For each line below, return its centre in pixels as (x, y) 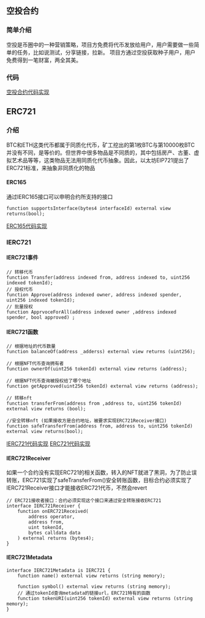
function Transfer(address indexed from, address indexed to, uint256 (98, 278)
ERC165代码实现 (27, 225)
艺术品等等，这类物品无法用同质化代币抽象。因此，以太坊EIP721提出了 (100, 160)
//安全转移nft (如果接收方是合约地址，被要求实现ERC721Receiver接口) (87, 421)
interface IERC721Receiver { (43, 506)
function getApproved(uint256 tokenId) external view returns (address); (102, 386)
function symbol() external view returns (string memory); (94, 586)
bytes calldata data (54, 533)
